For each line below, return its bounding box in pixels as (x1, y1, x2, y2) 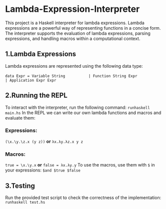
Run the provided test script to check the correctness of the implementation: (5, 194, 162, 201)
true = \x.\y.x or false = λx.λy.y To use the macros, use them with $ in (5, 162, 155, 168)
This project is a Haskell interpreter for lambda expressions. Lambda (5, 20, 145, 26)
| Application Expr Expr (5, 78, 56, 83)
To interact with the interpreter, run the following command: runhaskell (5, 104, 150, 110)
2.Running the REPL (5, 91, 68, 100)
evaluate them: (5, 115, 36, 121)
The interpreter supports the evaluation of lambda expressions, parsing (5, 30, 151, 36)
